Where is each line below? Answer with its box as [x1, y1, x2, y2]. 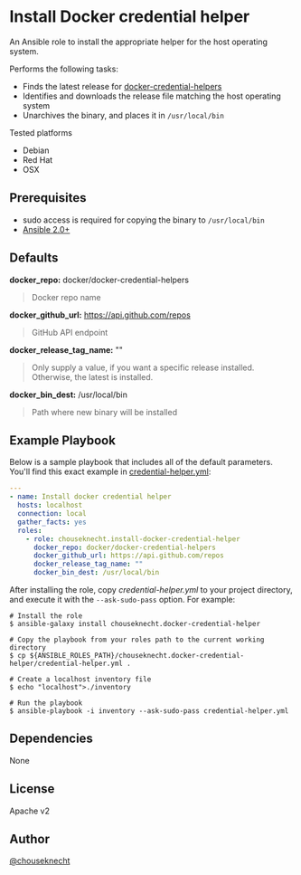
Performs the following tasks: [9, 63, 119, 74]
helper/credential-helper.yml [9, 659, 124, 668]
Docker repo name [31, 291, 101, 302]
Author [9, 832, 50, 847]
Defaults [9, 251, 59, 266]
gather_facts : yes [17, 518, 88, 527]
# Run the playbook [9, 699, 83, 708]
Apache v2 [9, 805, 51, 816]
